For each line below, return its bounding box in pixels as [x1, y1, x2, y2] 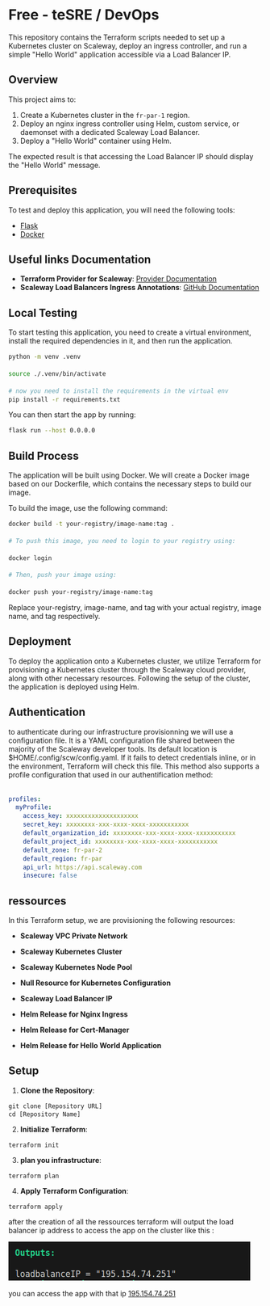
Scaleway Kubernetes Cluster [19, 947, 123, 957]
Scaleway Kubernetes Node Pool [19, 963, 133, 972]
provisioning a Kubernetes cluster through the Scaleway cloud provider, [8, 664, 247, 674]
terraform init [8, 1141, 60, 1149]
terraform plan [8, 1172, 60, 1180]
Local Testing [8, 305, 78, 320]
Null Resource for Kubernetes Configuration [19, 978, 172, 988]
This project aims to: [8, 95, 77, 104]
